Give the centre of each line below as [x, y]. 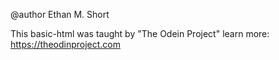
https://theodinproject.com [65, 44]
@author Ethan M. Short [60, 14]
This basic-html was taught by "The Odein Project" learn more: [140, 33]
